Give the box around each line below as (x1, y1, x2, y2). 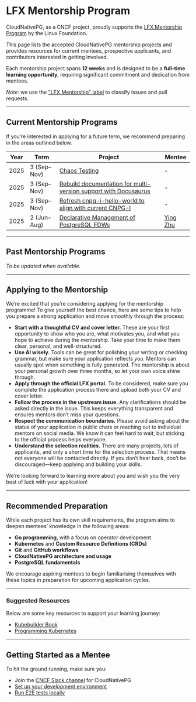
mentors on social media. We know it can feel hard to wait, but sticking (14, 430, 185, 437)
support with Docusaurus (80, 187, 150, 195)
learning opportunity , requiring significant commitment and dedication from (6, 71, 190, 78)
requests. (6, 95, 29, 102)
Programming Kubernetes (14, 628, 77, 635)
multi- (133, 180, 151, 188)
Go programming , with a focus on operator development (14, 534, 152, 541)
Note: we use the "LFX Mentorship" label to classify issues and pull (6, 88, 167, 95)
